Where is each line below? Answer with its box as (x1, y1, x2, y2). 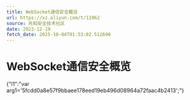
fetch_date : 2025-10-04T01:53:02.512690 (6, 32, 112, 38)
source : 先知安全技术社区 (6, 20, 66, 26)
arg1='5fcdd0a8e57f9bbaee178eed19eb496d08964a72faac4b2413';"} (6, 87, 184, 95)
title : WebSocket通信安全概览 (6, 9, 78, 15)
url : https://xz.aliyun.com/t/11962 (6, 15, 100, 21)
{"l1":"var (6, 80, 29, 88)
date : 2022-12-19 (6, 26, 51, 32)
